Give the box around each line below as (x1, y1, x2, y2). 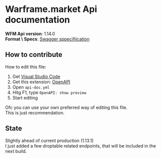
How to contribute (5, 50, 63, 59)
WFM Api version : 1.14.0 (5, 30, 55, 36)
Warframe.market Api (5, 3, 97, 15)
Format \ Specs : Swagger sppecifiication (5, 36, 90, 42)
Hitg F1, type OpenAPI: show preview (12, 89, 87, 95)
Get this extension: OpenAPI (12, 78, 71, 84)
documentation (5, 14, 70, 25)
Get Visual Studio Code (12, 73, 61, 79)
